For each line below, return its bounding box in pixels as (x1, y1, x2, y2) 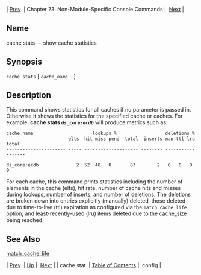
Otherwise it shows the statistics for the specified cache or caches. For (6, 112, 183, 120)
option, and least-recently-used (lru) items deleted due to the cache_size (6, 210, 187, 217)
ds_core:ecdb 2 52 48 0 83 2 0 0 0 (6, 162, 193, 168)
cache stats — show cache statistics (6, 39, 97, 46)
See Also (6, 234, 40, 244)
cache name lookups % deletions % (6, 130, 196, 137)
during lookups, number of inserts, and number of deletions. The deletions (6, 191, 191, 198)
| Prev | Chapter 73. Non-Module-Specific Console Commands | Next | (6, 6, 185, 13)
